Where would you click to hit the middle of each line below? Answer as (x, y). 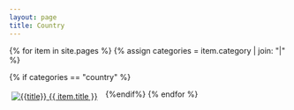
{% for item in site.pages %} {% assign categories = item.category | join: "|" (147, 50)
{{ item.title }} (73, 96)
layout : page (33, 17)
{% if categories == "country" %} (70, 77)
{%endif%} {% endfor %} (152, 94)
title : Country (37, 26)
